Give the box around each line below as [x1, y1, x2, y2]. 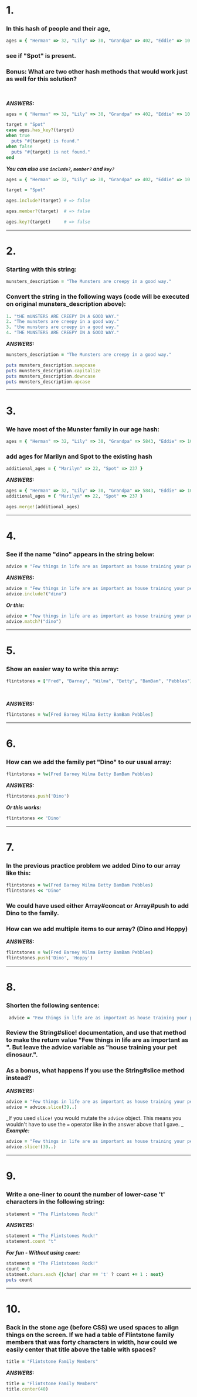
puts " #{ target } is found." [11, 138, 80, 144]
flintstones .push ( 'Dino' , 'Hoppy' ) [6, 955, 93, 961]
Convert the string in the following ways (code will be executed [6, 292, 189, 301]
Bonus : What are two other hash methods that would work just [6, 68, 188, 76]
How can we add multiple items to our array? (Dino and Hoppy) [6, 925, 188, 933]
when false [6, 144, 33, 149]
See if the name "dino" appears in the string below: [6, 550, 155, 558]
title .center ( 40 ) [6, 1386, 49, 1392]
